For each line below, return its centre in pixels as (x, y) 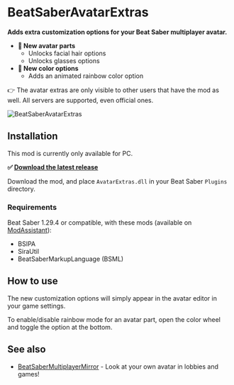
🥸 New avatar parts (46, 45)
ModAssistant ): (29, 230)
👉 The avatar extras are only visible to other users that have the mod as (113, 90)
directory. (21, 189)
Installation (33, 136)
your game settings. (37, 306)
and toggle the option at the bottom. (60, 327)
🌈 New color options (48, 68)
